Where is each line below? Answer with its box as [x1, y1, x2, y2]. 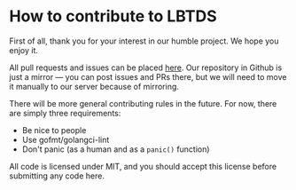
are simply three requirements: [9, 107, 121, 118]
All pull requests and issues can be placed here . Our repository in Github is [9, 62, 283, 73]
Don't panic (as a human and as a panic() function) [21, 144, 210, 154]
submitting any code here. [9, 170, 105, 181]
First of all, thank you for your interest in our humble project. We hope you [9, 36, 279, 46]
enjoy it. [9, 44, 38, 55]
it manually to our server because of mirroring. [9, 81, 180, 91]
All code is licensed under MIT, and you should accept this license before [9, 161, 277, 171]
